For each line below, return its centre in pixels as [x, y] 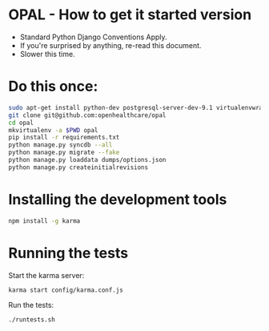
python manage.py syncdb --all [60, 145]
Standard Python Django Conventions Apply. [93, 37]
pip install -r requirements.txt [64, 138]
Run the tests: [31, 305]
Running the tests [68, 253]
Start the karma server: [46, 275]
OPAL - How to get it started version [130, 15]
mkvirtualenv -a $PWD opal [53, 130]
